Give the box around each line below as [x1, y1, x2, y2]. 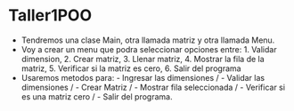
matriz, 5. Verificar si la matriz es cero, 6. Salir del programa [20, 63, 241, 74]
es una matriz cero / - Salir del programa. [20, 91, 173, 102]
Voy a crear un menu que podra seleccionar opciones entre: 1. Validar [20, 44, 277, 54]
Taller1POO [8, 5, 93, 26]
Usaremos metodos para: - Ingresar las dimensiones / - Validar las [20, 72, 265, 83]
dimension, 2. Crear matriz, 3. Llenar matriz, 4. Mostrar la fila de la [20, 53, 265, 64]
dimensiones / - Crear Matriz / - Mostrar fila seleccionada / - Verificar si [20, 82, 286, 92]
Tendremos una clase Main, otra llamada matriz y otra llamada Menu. [20, 35, 275, 45]
